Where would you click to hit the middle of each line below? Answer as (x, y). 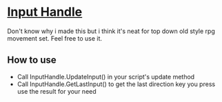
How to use (32, 60)
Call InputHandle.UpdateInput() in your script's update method (106, 76)
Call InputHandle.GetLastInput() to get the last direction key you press (116, 84)
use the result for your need (57, 91)
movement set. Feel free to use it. (54, 38)
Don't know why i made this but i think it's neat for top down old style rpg (111, 31)
